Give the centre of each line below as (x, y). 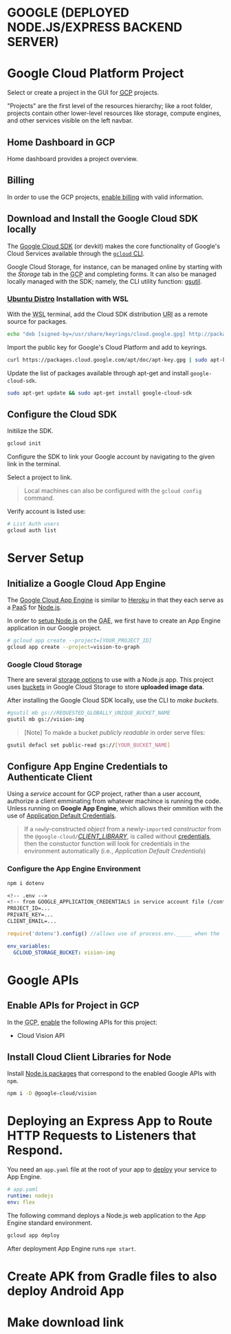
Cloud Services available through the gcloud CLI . (76, 253)
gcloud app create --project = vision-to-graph (73, 647)
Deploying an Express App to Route (110, 1121)
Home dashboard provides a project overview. (73, 158)
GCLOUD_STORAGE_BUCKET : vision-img (64, 952)
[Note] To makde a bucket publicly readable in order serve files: (114, 732)
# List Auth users (33, 524)
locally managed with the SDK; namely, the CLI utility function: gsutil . (104, 281)
